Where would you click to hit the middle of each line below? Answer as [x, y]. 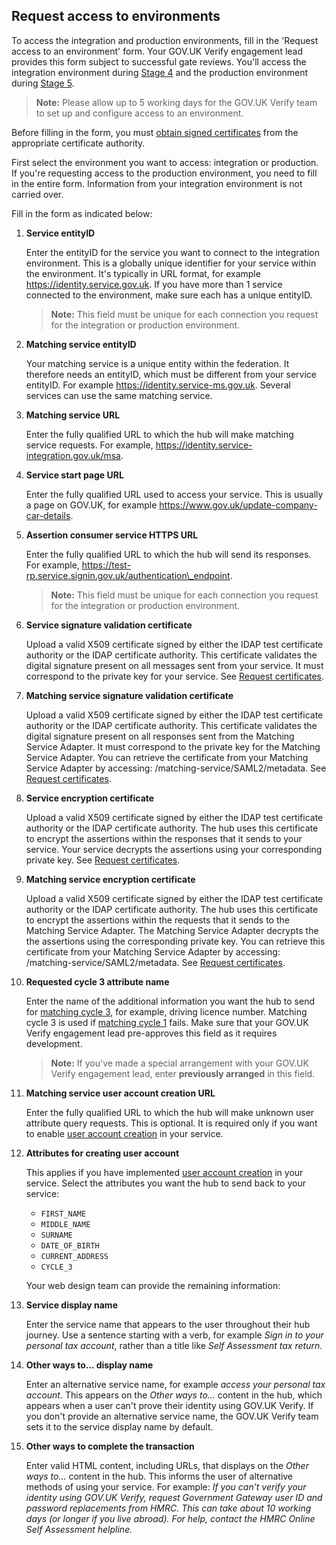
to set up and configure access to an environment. [139, 113]
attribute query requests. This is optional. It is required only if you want [171, 1123]
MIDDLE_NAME [65, 1224]
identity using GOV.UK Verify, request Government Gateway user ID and [174, 1497]
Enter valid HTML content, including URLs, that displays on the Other [167, 1465]
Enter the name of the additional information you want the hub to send [170, 1001]
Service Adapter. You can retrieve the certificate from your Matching [167, 757]
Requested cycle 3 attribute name [97, 981]
